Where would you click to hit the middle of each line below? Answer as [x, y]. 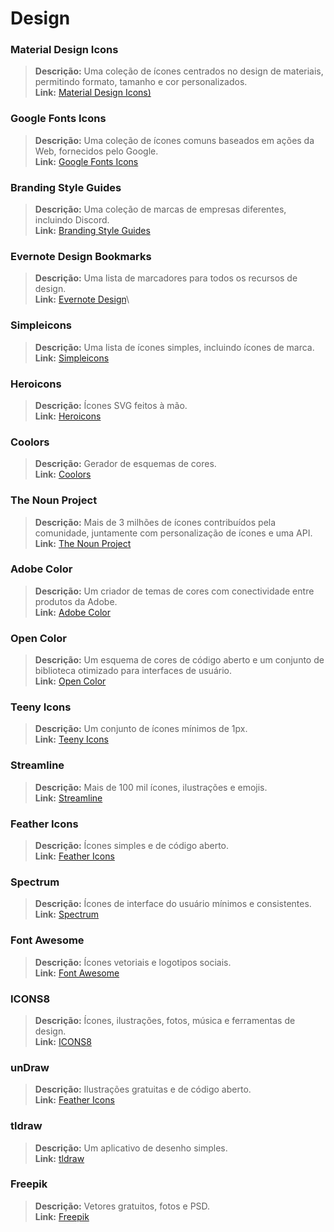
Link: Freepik [62, 1216]
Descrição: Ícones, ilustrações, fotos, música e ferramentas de [165, 1020]
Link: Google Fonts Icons [86, 161]
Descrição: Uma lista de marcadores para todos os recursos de [166, 278]
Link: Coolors [63, 474]
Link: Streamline [68, 798]
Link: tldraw [59, 1158]
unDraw [30, 1067]
